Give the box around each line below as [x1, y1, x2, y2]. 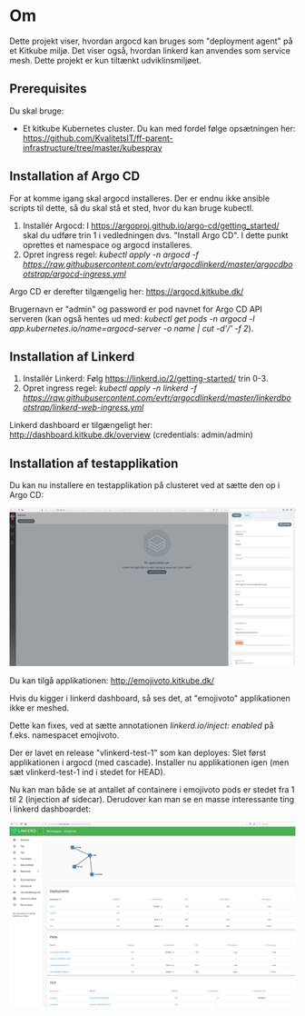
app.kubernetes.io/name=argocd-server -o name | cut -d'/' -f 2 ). [9, 323, 254, 334]
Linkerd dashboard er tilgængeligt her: [9, 420, 153, 431]
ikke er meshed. [9, 702, 70, 713]
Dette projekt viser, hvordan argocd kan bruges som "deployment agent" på [9, 35, 293, 46]
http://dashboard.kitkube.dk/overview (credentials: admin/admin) [9, 429, 254, 441]
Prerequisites [9, 81, 87, 96]
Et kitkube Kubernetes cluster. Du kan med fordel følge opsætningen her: [22, 123, 296, 134]
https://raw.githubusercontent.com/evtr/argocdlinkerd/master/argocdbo [22, 258, 293, 269]
